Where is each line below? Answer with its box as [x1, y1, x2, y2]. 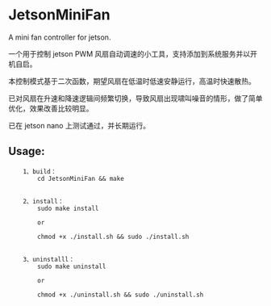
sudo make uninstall [37, 262, 106, 270]
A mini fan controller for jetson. [8, 32, 111, 42]
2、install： [23, 197, 65, 205]
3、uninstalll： [23, 255, 75, 263]
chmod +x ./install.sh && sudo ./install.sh [37, 233, 190, 241]
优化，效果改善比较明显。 [8, 103, 94, 113]
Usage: [8, 145, 46, 158]
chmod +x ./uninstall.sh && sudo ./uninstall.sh [37, 291, 204, 299]
